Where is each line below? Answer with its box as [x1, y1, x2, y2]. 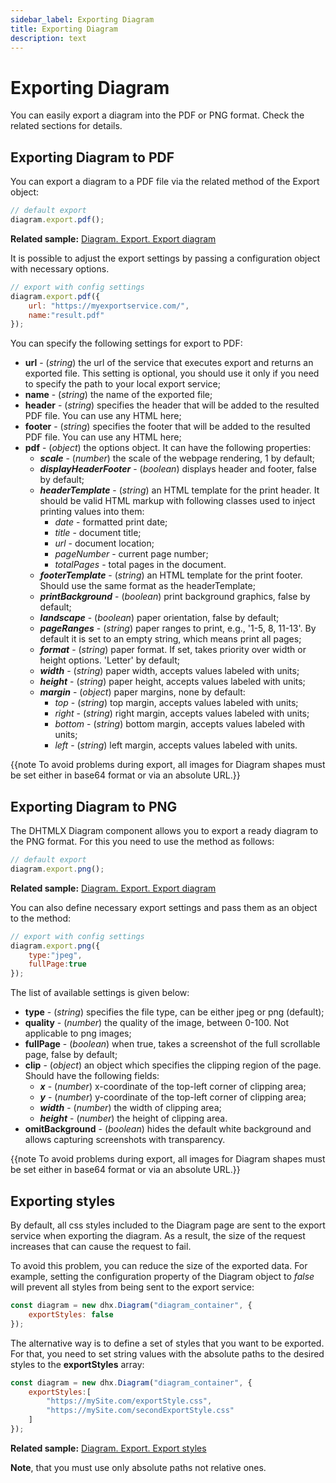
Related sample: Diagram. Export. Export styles [10, 1442, 207, 1454]
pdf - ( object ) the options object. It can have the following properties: [24, 442, 312, 454]
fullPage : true [28, 959, 87, 970]
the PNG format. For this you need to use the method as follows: [10, 836, 275, 848]
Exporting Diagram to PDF [10, 149, 175, 166]
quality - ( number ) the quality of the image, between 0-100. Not [24, 1017, 289, 1029]
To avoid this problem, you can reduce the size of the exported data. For [10, 1260, 308, 1271]
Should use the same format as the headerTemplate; [39, 580, 256, 592]
